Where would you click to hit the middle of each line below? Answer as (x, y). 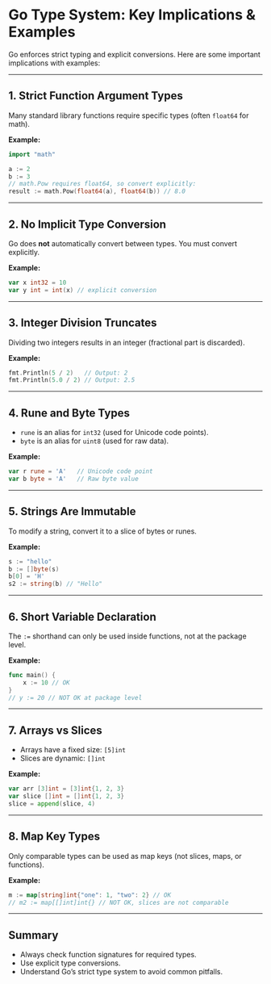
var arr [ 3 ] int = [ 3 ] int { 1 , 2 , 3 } (67, 789)
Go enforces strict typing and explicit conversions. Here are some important (134, 54)
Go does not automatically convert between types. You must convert (123, 243)
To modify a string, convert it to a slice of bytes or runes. (103, 531)
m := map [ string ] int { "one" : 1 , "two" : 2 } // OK (90, 895)
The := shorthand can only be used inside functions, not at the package (128, 636)
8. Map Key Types (54, 837)
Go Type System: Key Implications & (132, 15)
